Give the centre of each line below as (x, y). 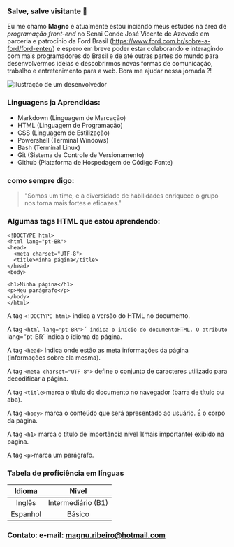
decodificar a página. (38, 379)
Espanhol (26, 514)
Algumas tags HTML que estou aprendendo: (84, 221)
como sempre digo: (41, 180)
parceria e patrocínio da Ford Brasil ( (60, 41)
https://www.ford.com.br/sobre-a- (161, 41)
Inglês (26, 503)
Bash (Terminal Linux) (49, 147)
